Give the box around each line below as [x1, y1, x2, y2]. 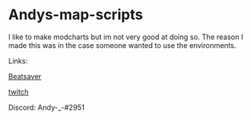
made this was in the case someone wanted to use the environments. [8, 40, 237, 50]
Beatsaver [8, 71, 42, 81]
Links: [8, 56, 28, 66]
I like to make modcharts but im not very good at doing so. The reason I [8, 32, 244, 42]
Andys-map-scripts [8, 6, 144, 24]
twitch [8, 86, 30, 97]
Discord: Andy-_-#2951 [8, 102, 86, 112]
